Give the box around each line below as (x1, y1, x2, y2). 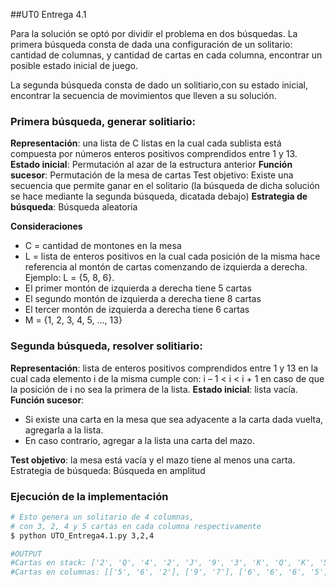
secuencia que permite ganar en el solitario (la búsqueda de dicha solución (10, 180, 320, 192)
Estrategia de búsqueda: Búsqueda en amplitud (10, 464, 206, 476)
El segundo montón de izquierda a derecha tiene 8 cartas (24, 293, 262, 305)
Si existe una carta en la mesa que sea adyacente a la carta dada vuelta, (24, 413, 324, 425)
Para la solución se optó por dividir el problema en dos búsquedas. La (10, 28, 298, 39)
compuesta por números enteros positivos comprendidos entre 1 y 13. (10, 148, 298, 160)
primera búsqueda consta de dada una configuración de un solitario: (10, 39, 293, 50)
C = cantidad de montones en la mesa (24, 240, 182, 252)
